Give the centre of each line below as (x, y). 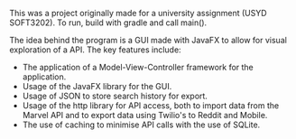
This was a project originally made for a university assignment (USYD (139, 13)
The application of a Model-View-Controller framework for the (138, 67)
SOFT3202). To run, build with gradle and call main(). (108, 23)
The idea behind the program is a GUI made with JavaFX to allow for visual (148, 40)
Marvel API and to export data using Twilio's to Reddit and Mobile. (145, 115)
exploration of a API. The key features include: (96, 50)
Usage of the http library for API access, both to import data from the (151, 106)
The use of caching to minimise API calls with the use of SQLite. (141, 125)
